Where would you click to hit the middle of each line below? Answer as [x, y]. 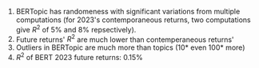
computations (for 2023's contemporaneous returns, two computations [133, 20]
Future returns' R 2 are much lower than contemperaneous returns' [125, 39]
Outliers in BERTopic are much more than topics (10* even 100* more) [130, 47]
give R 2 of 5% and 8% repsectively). [76, 29]
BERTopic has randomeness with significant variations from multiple [128, 11]
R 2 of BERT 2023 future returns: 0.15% [80, 57]
